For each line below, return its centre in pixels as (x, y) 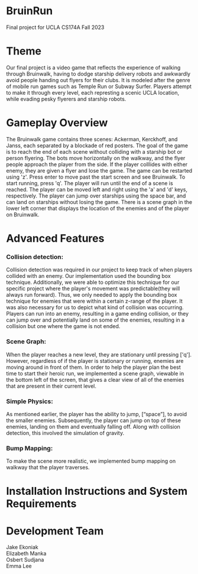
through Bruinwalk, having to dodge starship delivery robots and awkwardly (98, 74)
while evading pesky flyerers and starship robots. (66, 99)
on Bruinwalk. (23, 215)
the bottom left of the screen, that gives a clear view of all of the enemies (95, 380)
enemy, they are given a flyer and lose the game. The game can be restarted (99, 170)
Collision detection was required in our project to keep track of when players (99, 270)
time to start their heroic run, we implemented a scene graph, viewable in (95, 373)
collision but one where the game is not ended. (63, 326)
